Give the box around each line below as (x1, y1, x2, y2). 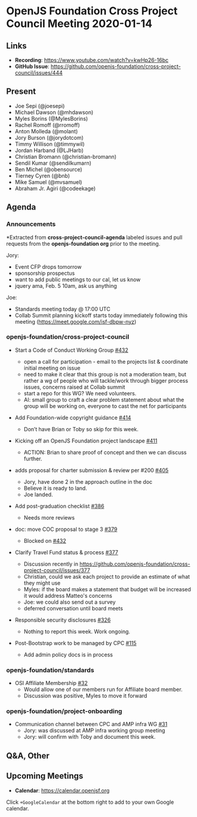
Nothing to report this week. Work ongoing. (23, 628, 130, 635)
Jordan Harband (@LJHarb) (14, 146, 84, 153)
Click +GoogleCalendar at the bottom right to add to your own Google (6, 798, 174, 806)
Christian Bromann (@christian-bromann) (14, 153, 117, 160)
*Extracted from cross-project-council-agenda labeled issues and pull (6, 234, 183, 241)
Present (6, 87, 36, 97)
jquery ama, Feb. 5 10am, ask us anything (14, 282, 118, 289)
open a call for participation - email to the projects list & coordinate (23, 358, 188, 365)
